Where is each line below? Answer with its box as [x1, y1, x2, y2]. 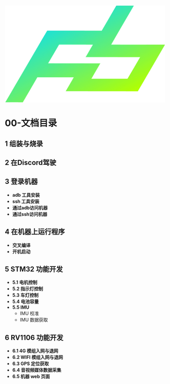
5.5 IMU [12, 304, 30, 310]
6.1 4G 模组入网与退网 [12, 348, 58, 354]
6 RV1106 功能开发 [5, 333, 63, 342]
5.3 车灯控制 [12, 292, 39, 298]
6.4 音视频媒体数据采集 [12, 367, 61, 373]
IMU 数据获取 [19, 317, 48, 323]
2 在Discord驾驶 [5, 158, 57, 167]
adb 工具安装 [12, 191, 40, 198]
